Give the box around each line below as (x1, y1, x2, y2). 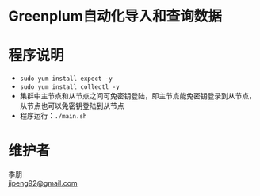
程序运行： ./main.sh (19, 111, 87, 121)
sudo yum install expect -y (19, 75, 113, 83)
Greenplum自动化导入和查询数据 (8, 7, 222, 25)
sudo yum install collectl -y (19, 83, 120, 91)
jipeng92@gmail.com (8, 179, 78, 188)
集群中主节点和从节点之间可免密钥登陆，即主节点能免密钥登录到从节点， (19, 91, 256, 101)
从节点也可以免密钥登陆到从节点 (19, 101, 124, 111)
